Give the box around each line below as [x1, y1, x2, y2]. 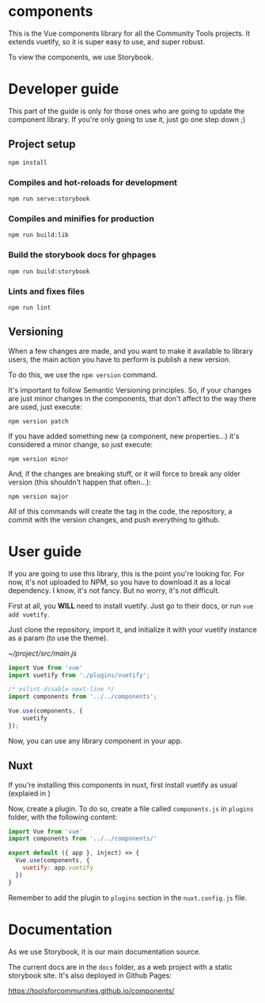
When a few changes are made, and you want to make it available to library [8, 346, 253, 355]
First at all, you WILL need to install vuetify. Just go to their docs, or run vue [8, 601, 254, 610]
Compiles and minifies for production [8, 213, 154, 224]
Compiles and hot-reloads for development [8, 177, 178, 188]
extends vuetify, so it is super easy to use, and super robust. [8, 36, 206, 46]
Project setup [8, 138, 77, 151]
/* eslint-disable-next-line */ [8, 686, 115, 693]
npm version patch [8, 417, 69, 425]
